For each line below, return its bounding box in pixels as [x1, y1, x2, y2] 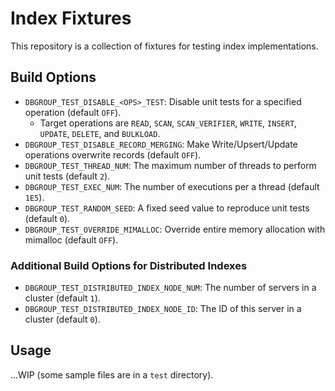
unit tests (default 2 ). [24, 170, 111, 182]
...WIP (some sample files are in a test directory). [10, 368, 214, 381]
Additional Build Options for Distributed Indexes [10, 258, 248, 272]
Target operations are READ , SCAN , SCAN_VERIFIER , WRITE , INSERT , [39, 117, 298, 129]
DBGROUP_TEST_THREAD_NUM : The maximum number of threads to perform [24, 159, 317, 171]
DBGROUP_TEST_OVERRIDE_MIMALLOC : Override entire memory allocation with [24, 223, 326, 235]
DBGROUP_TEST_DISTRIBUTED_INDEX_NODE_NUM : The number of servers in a [24, 282, 317, 294]
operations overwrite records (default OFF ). [24, 148, 202, 161]
